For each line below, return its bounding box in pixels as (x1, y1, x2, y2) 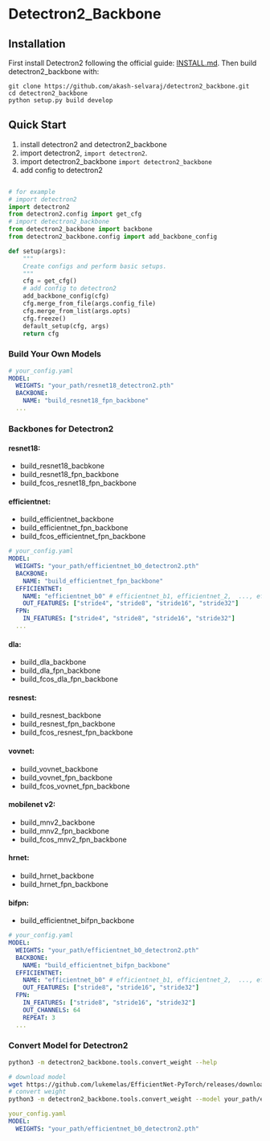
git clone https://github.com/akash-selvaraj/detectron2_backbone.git (8, 82, 250, 90)
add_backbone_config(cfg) (22, 292, 110, 300)
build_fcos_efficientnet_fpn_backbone (19, 532, 146, 542)
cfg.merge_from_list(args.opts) (22, 307, 131, 315)
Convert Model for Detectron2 (8, 1040, 129, 1051)
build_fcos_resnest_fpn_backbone (19, 727, 133, 737)
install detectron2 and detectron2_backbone (19, 139, 167, 149)
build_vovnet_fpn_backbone (19, 772, 112, 782)
